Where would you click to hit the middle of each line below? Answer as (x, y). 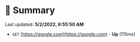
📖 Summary (30, 10)
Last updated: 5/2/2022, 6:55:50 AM (44, 24)
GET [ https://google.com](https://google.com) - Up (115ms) (74, 34)
